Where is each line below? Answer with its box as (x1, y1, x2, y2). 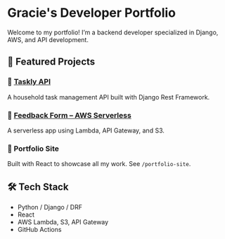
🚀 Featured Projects (7, 56, 96, 68)
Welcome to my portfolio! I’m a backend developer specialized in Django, (7, 28, 219, 36)
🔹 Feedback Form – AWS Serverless (7, 110, 131, 120)
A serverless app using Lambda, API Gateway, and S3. (7, 126, 165, 135)
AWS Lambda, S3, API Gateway (17, 218, 109, 226)
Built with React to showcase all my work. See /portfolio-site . (7, 160, 191, 168)
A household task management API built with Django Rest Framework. (7, 93, 210, 101)
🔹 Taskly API (7, 77, 51, 87)
